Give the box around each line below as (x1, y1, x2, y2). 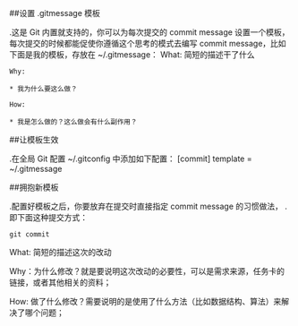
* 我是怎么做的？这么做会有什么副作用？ (9, 117, 138, 126)
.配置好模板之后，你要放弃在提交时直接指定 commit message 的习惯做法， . (9, 201, 288, 211)
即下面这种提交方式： (9, 212, 88, 222)
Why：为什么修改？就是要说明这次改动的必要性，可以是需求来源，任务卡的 (9, 266, 285, 276)
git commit (9, 230, 50, 239)
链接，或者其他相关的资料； (9, 277, 112, 287)
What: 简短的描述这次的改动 (9, 247, 112, 257)
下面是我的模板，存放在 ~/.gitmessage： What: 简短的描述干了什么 (9, 49, 255, 60)
